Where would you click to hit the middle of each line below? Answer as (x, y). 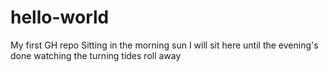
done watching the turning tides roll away (96, 55)
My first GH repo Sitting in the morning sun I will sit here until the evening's (164, 45)
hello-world (60, 17)
